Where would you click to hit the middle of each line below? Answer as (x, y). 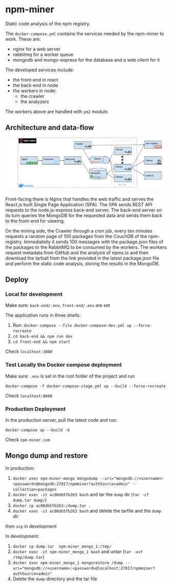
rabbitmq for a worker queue (43, 54)
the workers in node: (35, 90)
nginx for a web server (37, 49)
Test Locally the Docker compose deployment (63, 365)
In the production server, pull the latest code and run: (61, 420)
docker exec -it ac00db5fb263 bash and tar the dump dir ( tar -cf (81, 494)
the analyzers (35, 102)
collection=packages (35, 489)
